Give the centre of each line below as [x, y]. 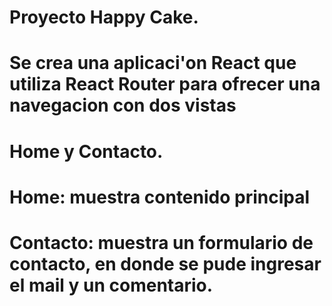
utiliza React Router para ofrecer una [165, 84]
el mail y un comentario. [111, 285]
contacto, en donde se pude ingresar [165, 263]
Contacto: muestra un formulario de [161, 242]
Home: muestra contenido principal [160, 197]
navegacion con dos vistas [123, 105]
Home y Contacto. [86, 151]
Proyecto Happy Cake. [104, 17]
